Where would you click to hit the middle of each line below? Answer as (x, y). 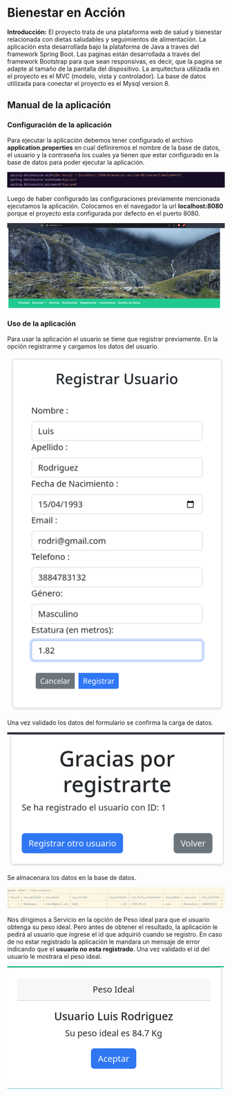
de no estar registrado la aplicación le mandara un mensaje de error (104, 942)
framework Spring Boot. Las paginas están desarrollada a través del (104, 54)
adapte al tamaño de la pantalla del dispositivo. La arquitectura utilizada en (113, 69)
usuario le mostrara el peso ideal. (55, 957)
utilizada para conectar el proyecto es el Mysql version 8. (89, 83)
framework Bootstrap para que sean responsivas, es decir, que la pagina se (115, 61)
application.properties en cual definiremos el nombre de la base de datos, (114, 148)
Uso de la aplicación (42, 324)
